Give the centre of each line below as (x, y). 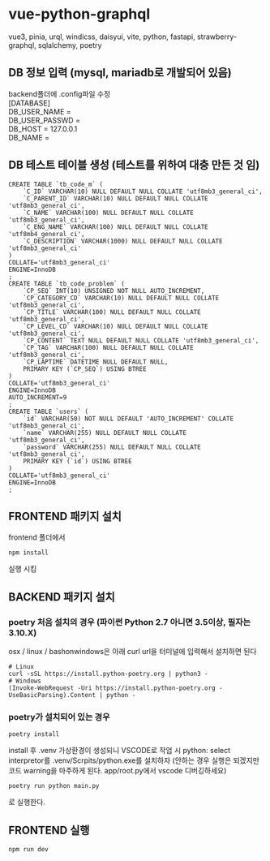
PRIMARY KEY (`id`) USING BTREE (77, 461)
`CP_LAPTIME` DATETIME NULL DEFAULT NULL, (96, 362)
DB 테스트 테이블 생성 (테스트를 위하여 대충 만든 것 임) (134, 165)
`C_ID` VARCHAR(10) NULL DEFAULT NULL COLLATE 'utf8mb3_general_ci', (143, 192)
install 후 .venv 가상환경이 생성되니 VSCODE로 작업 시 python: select (120, 751)
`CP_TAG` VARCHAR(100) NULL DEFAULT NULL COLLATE (109, 347)
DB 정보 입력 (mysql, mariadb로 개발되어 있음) (120, 73)
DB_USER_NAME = (40, 111)
